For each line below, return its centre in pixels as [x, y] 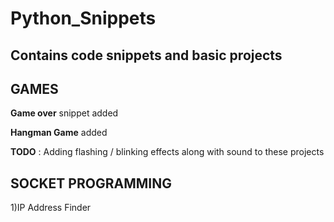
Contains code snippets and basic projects [146, 55]
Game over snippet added [64, 113]
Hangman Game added [59, 133]
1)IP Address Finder [51, 208]
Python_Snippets [83, 18]
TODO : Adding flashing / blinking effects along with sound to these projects [167, 152]
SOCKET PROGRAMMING [91, 183]
